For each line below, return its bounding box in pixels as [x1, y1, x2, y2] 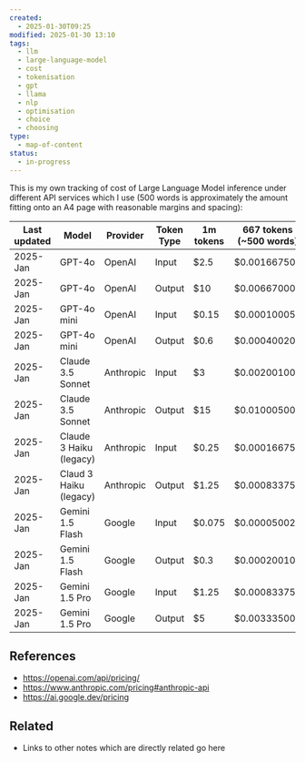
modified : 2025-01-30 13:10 [9, 30, 116, 39]
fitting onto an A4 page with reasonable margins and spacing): [9, 201, 243, 212]
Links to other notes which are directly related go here [22, 743, 225, 754]
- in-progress [17, 157, 71, 167]
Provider [105, 229, 144, 241]
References [9, 648, 76, 664]
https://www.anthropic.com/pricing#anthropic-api [22, 682, 210, 693]
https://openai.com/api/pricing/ [22, 673, 141, 684]
